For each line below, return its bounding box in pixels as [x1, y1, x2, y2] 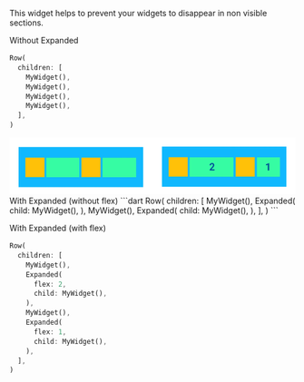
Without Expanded [9, 35, 79, 45]
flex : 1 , [33, 327, 67, 337]
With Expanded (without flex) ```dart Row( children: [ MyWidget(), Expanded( [9, 195, 296, 206]
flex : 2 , [33, 279, 67, 289]
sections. [9, 17, 44, 28]
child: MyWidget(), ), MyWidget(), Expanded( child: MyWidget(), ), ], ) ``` [9, 205, 279, 216]
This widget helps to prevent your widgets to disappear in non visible [9, 8, 268, 18]
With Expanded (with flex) [9, 222, 107, 233]
